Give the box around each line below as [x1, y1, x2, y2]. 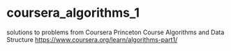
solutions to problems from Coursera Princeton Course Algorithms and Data [6, 28, 225, 36]
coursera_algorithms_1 [6, 5, 140, 21]
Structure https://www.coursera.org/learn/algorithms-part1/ [6, 35, 178, 43]
